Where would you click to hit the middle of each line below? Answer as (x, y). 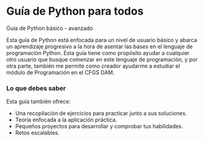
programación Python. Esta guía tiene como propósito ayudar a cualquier (98, 52)
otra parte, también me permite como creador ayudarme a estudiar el (93, 66)
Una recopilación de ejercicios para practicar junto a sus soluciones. (101, 114)
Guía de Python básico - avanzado (50, 28)
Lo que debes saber (36, 88)
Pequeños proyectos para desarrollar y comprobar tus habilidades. (99, 126)
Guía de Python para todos (75, 11)
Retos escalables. (37, 133)
